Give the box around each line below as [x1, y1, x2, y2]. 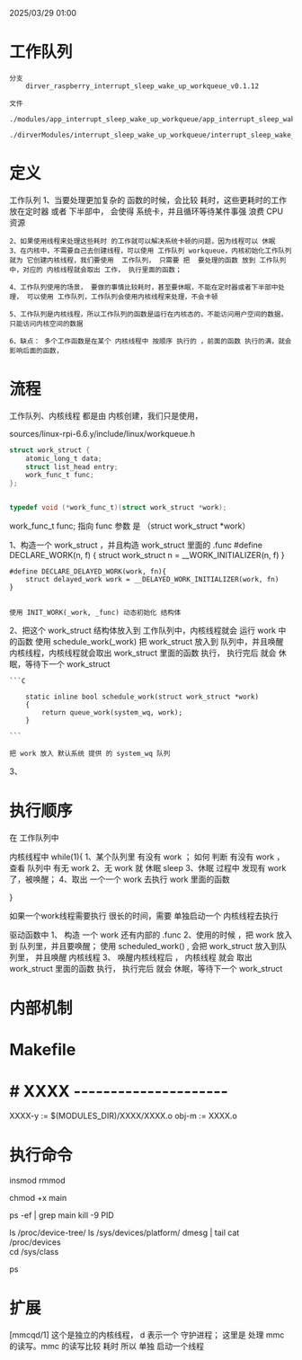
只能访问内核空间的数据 [9, 319, 84, 328]
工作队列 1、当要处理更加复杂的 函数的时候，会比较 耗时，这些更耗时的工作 [9, 194, 288, 205]
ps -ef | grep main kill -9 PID [9, 1210, 114, 1221]
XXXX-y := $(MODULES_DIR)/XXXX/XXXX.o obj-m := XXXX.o [9, 1110, 238, 1122]
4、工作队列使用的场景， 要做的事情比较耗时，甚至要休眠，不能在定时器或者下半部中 [9, 282, 279, 291]
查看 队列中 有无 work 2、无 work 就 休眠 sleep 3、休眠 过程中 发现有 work [9, 863, 287, 873]
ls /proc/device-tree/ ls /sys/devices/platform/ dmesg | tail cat [9, 1227, 240, 1239]
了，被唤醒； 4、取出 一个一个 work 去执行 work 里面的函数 [9, 874, 231, 884]
